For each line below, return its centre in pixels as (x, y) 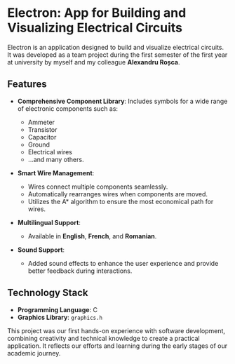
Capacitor (42, 137)
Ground (39, 144)
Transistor (42, 129)
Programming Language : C (58, 309)
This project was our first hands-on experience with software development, (116, 330)
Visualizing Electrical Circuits (95, 28)
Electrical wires (50, 151)
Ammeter (41, 122)
